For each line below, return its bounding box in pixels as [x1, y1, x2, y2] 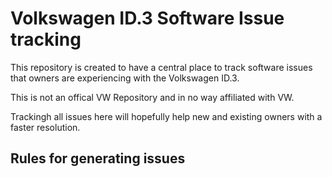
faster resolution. [10, 121, 81, 133]
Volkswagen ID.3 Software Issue [10, 7, 285, 30]
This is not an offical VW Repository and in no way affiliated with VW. [10, 91, 295, 103]
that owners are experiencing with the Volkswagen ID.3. [10, 72, 240, 84]
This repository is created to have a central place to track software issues [10, 61, 313, 73]
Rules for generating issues [10, 150, 186, 167]
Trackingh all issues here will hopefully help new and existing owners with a [10, 110, 323, 122]
